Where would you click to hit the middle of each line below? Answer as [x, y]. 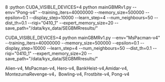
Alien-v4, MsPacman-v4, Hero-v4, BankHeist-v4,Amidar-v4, [67, 68]
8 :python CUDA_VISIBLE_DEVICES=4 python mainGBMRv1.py [68, 7]
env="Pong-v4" [21, 12]
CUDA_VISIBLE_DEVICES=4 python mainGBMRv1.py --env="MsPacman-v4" [83, 38]
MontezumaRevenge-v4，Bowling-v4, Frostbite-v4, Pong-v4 [67, 74]
